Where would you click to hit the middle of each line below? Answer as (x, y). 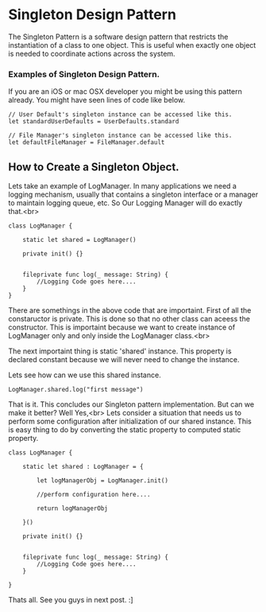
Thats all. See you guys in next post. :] (71, 600)
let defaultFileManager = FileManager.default (87, 142)
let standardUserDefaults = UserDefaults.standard (94, 122)
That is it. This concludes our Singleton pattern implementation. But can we (131, 404)
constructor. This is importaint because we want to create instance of (122, 327)
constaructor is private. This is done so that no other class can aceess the (129, 319)
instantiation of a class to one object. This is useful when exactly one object (132, 45)
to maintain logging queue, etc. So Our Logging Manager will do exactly (125, 203)
